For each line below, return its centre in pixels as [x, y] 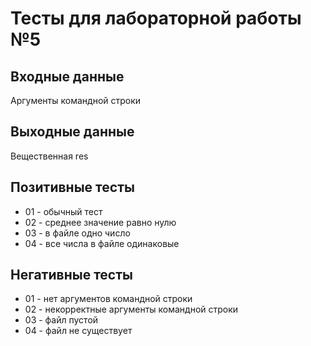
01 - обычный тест [63, 211]
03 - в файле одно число [77, 233]
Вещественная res [49, 156]
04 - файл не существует [78, 331]
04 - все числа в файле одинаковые [102, 243]
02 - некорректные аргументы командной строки [131, 309]
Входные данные [67, 76]
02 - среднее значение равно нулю [100, 222]
